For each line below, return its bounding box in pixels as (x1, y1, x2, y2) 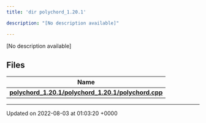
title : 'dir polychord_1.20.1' (6, 9, 86, 15)
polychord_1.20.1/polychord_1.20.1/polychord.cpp (9, 88, 163, 97)
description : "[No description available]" (6, 20, 120, 26)
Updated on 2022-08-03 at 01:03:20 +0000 (6, 110, 118, 117)
